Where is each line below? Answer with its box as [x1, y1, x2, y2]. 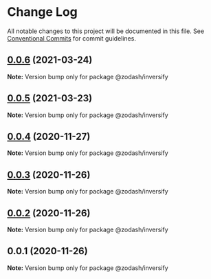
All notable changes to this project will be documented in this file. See [7, 27, 205, 35]
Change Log [7, 4, 78, 20]
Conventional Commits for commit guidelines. [7, 34, 136, 42]
